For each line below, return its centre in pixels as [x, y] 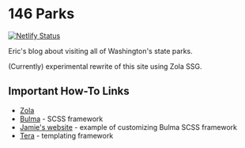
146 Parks [41, 14]
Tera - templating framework [66, 135]
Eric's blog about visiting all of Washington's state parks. [101, 51]
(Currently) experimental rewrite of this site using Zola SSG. [105, 66]
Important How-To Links [69, 91]
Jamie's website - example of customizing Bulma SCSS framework [128, 127]
